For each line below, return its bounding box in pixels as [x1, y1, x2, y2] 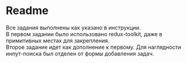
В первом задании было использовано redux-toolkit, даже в [6, 30, 163, 37]
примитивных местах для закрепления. [6, 37, 110, 44]
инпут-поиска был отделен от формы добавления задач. [6, 50, 155, 57]
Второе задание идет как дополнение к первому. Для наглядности [6, 43, 181, 51]
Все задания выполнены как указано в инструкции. [6, 24, 141, 31]
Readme [6, 4, 49, 18]
